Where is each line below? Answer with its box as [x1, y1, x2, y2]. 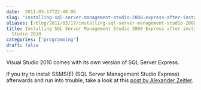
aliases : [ [6, 20, 33, 26]
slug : [6, 14, 20, 20]
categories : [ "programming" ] [6, 37, 79, 43]
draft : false [6, 43, 39, 49]
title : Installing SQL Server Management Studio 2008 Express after [6, 25, 181, 32]
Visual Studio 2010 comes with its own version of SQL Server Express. [6, 58, 179, 66]
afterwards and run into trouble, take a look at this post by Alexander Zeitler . [6, 76, 194, 84]
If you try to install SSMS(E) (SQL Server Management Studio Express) [6, 70, 179, 77]
